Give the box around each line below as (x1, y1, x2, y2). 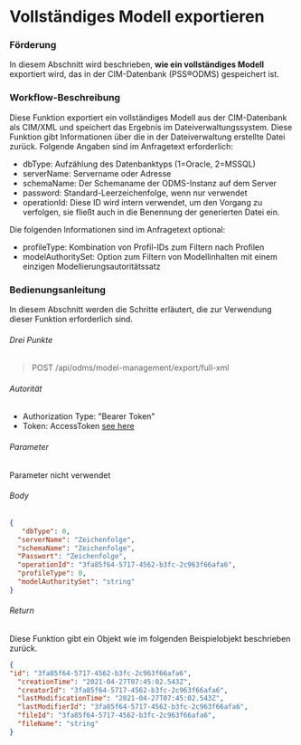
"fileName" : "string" (17, 720, 99, 729)
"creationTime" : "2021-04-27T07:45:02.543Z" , (17, 677, 193, 686)
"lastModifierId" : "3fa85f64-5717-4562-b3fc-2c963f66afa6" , (17, 702, 249, 712)
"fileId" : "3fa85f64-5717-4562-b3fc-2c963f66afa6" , (17, 711, 217, 721)
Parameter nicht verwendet (9, 469, 111, 481)
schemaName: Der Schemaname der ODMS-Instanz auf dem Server (22, 177, 277, 188)
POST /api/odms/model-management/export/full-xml (31, 362, 230, 373)
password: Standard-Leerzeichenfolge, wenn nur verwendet (22, 187, 248, 198)
